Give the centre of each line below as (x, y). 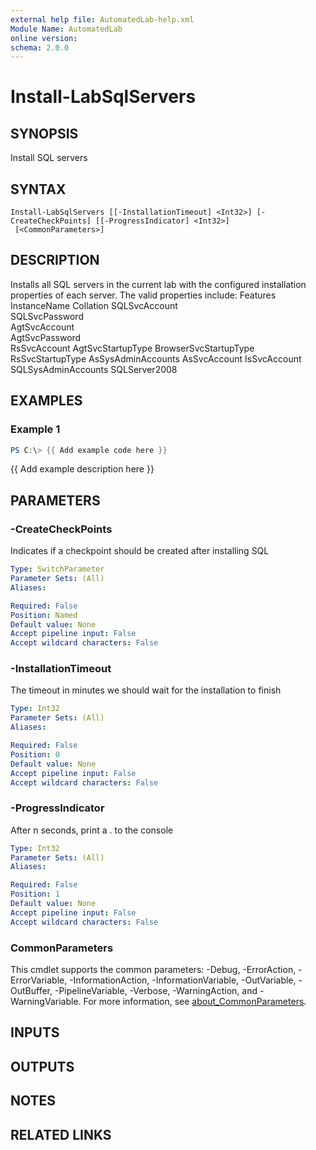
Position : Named (44, 615)
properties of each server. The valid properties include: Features (143, 295)
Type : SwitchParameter (57, 569)
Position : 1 (35, 894)
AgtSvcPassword (46, 337)
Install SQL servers (49, 158)
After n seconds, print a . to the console (92, 830)
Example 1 (35, 429)
